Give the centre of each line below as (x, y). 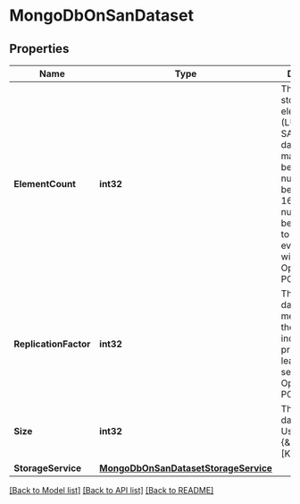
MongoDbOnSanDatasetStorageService (186, 468)
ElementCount (45, 184)
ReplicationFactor (52, 344)
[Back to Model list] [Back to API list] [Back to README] (112, 490)
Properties (39, 49)
